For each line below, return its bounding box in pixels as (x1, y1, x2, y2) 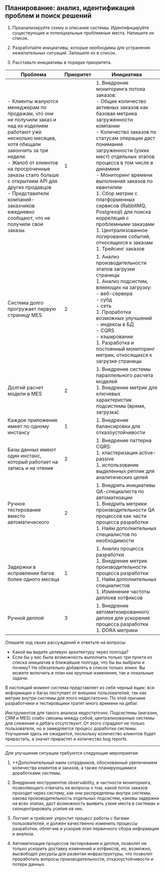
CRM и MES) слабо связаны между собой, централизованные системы (5, 715, 155, 721)
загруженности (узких (96, 147, 150, 154)
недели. (7, 153, 27, 160)
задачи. (12, 675, 28, 681)
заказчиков (7, 202, 35, 209)
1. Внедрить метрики (96, 500, 147, 507)
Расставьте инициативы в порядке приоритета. (12, 59, 112, 65)
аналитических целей (96, 474, 148, 481)
